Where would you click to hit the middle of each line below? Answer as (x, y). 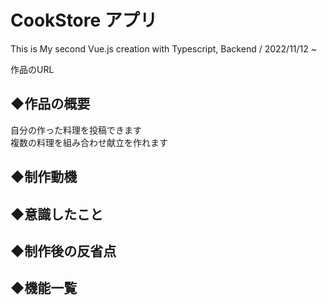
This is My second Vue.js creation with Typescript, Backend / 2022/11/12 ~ (164, 48)
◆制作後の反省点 (63, 251)
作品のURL (32, 69)
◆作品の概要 (50, 104)
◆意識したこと (57, 214)
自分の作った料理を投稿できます (76, 130)
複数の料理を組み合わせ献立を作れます (89, 142)
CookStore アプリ (84, 20)
